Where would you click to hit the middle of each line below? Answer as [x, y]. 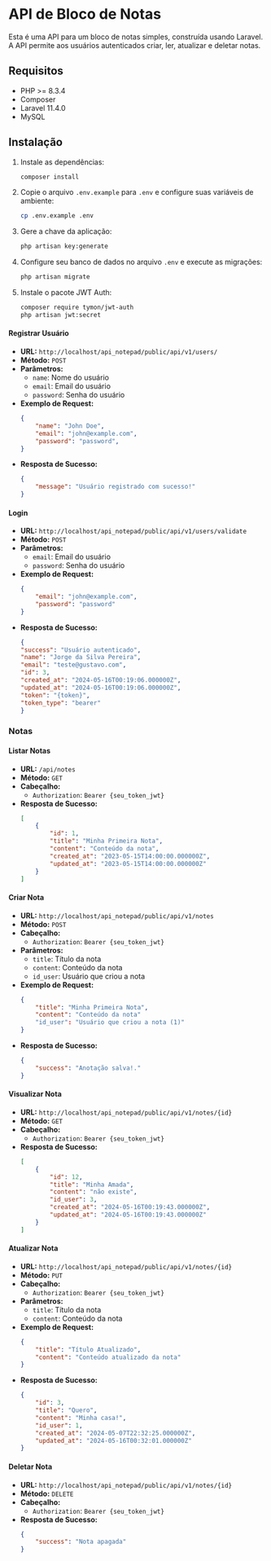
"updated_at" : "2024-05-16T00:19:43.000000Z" [128, 1215]
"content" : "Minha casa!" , [81, 1418]
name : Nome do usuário [71, 378]
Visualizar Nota [35, 1094]
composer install [50, 177]
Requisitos [36, 71]
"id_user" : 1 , [59, 1425]
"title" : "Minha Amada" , [92, 1185]
